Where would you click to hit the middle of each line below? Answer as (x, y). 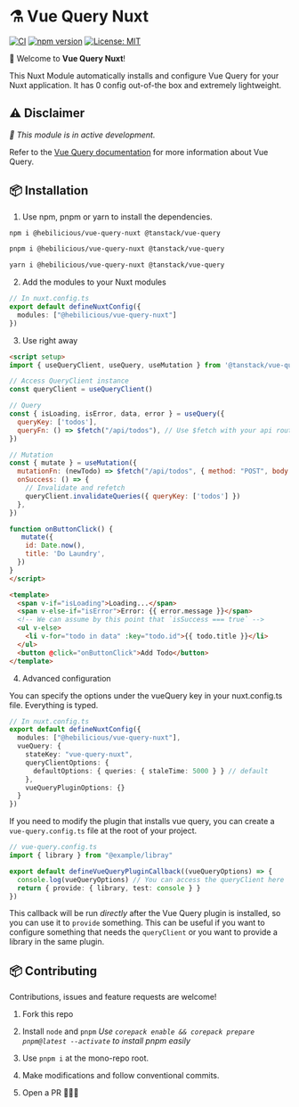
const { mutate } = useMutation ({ (73, 463)
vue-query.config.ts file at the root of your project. (103, 830)
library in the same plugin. (57, 942)
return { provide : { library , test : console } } (109, 888)
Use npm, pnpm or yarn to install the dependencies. (117, 217)
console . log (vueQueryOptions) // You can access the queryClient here (151, 880)
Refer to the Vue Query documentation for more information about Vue (139, 152)
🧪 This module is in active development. (82, 135)
